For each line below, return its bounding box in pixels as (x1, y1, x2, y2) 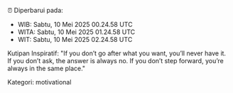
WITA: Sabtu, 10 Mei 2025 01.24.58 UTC (17, 28, 136, 36)
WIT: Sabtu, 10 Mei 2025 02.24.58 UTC (17, 35, 133, 43)
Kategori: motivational (7, 78, 72, 86)
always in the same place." (7, 64, 86, 72)
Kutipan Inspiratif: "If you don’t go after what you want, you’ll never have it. (7, 49, 226, 58)
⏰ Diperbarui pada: (7, 6, 64, 14)
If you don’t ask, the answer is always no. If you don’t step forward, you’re (7, 57, 224, 65)
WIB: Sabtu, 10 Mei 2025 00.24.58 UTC (17, 21, 133, 28)
